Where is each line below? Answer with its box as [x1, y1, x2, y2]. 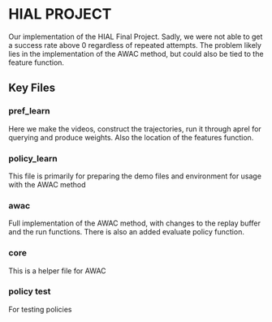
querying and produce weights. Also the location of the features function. [8, 132, 254, 142]
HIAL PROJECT [8, 5, 112, 24]
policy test [8, 286, 51, 297]
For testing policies [8, 304, 72, 314]
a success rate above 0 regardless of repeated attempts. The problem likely [8, 40, 262, 49]
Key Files [8, 81, 55, 95]
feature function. [8, 58, 65, 67]
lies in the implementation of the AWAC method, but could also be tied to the [8, 49, 264, 58]
